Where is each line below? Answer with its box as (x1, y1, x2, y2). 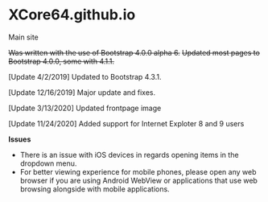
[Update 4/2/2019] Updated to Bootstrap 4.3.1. (8, 72, 162, 81)
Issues (8, 134, 31, 144)
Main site (8, 32, 39, 42)
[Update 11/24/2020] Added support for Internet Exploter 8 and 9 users (8, 118, 245, 128)
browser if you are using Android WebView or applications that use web (19, 175, 258, 185)
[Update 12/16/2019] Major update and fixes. (8, 87, 156, 97)
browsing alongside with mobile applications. (19, 183, 171, 194)
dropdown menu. (19, 159, 77, 168)
